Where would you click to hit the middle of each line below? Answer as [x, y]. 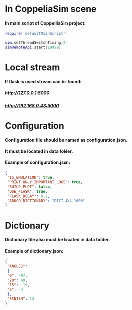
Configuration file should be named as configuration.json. [66, 140]
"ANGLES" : [17, 266]
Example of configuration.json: [38, 162]
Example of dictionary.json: [34, 251]
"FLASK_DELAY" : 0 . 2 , [29, 196]
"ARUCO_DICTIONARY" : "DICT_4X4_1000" [46, 201]
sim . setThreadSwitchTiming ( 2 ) [36, 43]
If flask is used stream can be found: [43, 81]
